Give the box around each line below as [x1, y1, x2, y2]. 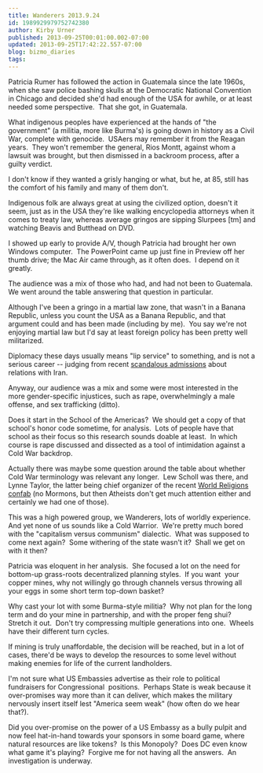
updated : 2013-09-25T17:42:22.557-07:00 [8, 41, 143, 49]
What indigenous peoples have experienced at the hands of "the [8, 117, 217, 127]
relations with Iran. [8, 368, 68, 377]
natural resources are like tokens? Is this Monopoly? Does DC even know [8, 739, 247, 749]
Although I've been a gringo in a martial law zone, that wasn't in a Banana [8, 302, 246, 312]
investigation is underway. [8, 756, 93, 765]
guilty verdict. [8, 159, 53, 168]
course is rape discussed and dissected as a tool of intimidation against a [8, 440, 246, 449]
